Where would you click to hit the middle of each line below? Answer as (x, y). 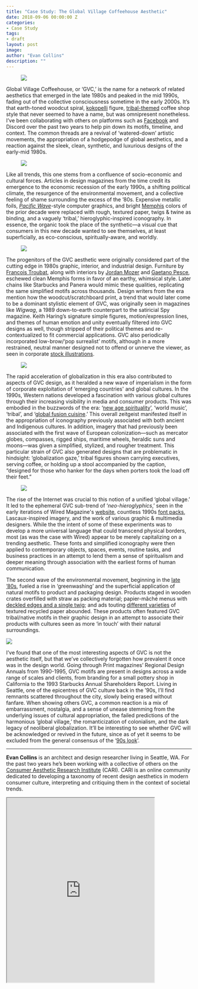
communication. (26, 568)
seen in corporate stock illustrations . (50, 354)
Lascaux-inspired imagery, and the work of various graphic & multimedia (94, 518)
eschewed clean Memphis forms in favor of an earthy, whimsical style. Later (99, 278)
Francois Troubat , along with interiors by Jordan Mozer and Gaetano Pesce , (98, 272)
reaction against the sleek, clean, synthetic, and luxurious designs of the (94, 145)
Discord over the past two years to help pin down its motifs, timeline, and (95, 126)
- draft (16, 39)
